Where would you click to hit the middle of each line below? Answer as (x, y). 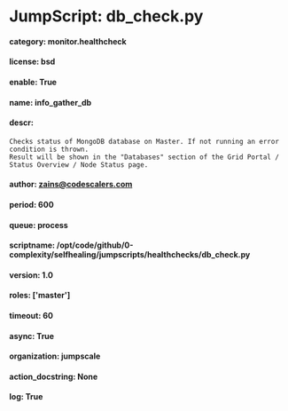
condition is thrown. (49, 149)
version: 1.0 (31, 275)
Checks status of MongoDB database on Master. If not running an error (144, 141)
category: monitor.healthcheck (68, 41)
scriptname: (32, 245)
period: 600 (32, 204)
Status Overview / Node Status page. (79, 165)
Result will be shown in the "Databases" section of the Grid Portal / (144, 157)
